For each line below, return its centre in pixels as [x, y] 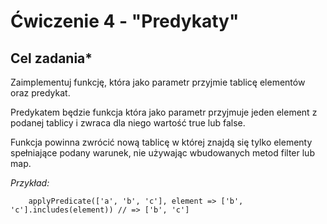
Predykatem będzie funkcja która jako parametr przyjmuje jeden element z [164, 112]
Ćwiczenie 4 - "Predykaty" [125, 21]
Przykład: [30, 183]
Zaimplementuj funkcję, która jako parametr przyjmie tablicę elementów [158, 82]
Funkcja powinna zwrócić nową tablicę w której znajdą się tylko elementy [161, 142]
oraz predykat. [40, 93]
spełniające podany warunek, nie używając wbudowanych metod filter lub [162, 153]
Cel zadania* [51, 58]
